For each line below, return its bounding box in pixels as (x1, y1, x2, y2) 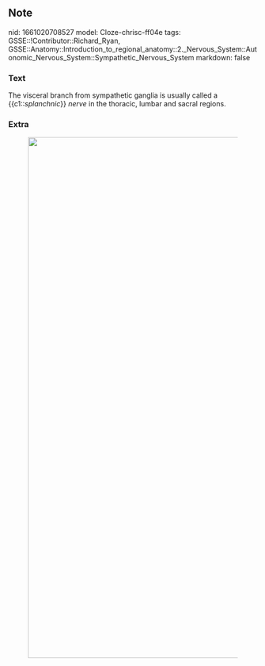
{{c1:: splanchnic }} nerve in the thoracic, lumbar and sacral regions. (8, 99, 227, 109)
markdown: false (195, 52, 251, 62)
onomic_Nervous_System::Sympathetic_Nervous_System (8, 52, 195, 62)
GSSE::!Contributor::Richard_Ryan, (8, 36, 121, 45)
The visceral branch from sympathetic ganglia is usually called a (8, 90, 218, 100)
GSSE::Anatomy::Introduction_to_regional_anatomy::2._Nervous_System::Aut (8, 44, 257, 54)
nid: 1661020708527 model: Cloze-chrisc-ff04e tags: (8, 27, 181, 37)
